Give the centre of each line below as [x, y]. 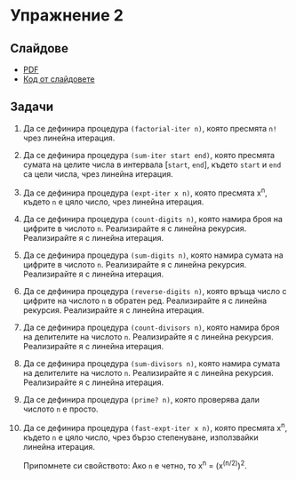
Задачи [32, 107]
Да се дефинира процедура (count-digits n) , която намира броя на [153, 220]
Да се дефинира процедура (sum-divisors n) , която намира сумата [152, 364]
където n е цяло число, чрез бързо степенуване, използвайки [140, 437]
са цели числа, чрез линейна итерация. [98, 173]
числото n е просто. [60, 409]
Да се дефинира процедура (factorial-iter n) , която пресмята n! [150, 128]
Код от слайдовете [59, 79]
